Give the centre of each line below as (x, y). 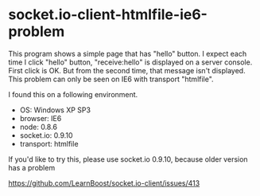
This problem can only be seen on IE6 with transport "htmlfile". (111, 79)
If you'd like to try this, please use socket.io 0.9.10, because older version (128, 159)
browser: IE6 (41, 118)
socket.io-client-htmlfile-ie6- (108, 15)
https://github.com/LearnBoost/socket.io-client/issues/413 (104, 183)
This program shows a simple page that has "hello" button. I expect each (128, 53)
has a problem (32, 167)
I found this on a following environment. (73, 94)
